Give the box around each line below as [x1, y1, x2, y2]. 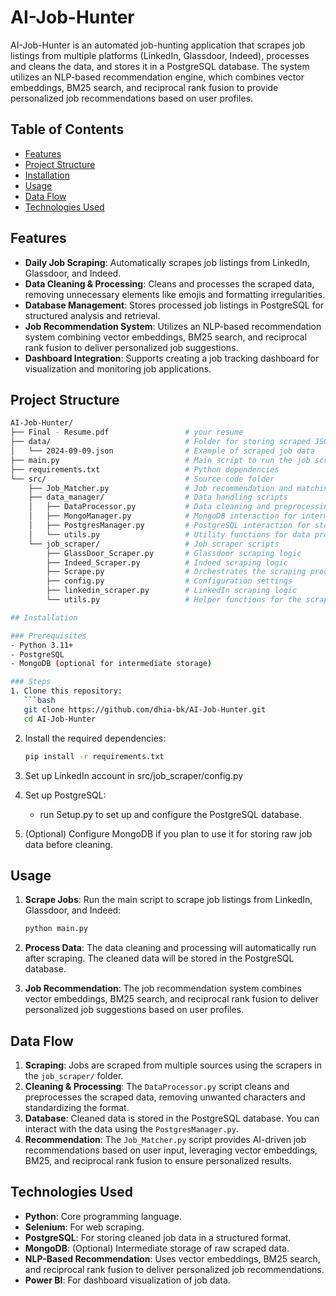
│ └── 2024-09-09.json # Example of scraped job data [10, 446, 315, 456]
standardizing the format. [24, 1102, 130, 1113]
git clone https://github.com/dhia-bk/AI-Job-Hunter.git [23, 704, 267, 715]
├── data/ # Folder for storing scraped [10, 437, 311, 447]
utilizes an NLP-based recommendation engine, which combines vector [10, 71, 305, 83]
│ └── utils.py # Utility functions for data [28, 529, 311, 540]
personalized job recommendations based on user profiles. [10, 92, 253, 104]
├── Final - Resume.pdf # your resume [10, 427, 244, 438]
